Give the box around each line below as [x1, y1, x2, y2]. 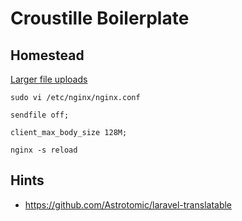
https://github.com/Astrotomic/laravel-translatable [24, 198, 233, 211]
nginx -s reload [10, 145, 78, 155]
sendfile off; [10, 110, 70, 120]
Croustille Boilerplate [10, 7, 190, 30]
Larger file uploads [10, 73, 88, 85]
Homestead [10, 47, 85, 64]
